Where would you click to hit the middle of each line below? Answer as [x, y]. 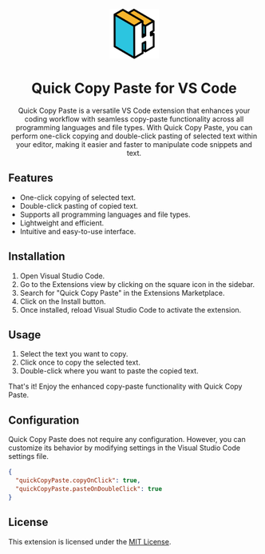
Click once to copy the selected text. [80, 363]
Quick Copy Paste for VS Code [134, 88]
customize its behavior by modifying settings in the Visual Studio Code [125, 448]
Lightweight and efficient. [62, 223]
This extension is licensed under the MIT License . [90, 541]
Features [31, 178]
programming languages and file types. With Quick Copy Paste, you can [134, 127]
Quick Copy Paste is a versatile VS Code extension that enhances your [134, 110]
